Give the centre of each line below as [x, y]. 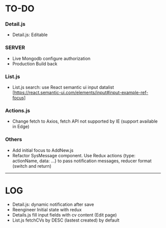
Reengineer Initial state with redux [47, 209]
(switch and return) [32, 166]
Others [14, 139]
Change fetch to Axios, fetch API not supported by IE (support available [85, 121]
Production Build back [35, 64]
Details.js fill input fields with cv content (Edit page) [64, 215]
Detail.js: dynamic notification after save [53, 204]
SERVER [15, 47]
